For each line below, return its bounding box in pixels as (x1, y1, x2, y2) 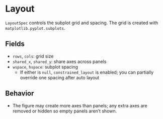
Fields (5, 40, 25, 48)
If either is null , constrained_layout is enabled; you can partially (20, 69, 154, 75)
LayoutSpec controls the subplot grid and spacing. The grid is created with (5, 20, 158, 26)
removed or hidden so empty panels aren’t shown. (12, 108, 117, 114)
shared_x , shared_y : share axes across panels (12, 58, 107, 65)
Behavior (5, 89, 34, 98)
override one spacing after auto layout (20, 74, 100, 81)
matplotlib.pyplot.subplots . (5, 25, 65, 31)
